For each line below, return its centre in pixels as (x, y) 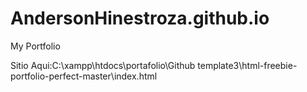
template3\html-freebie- (247, 65)
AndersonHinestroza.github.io (140, 18)
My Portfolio (35, 46)
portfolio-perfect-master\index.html (84, 76)
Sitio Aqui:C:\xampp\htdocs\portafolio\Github (103, 65)
